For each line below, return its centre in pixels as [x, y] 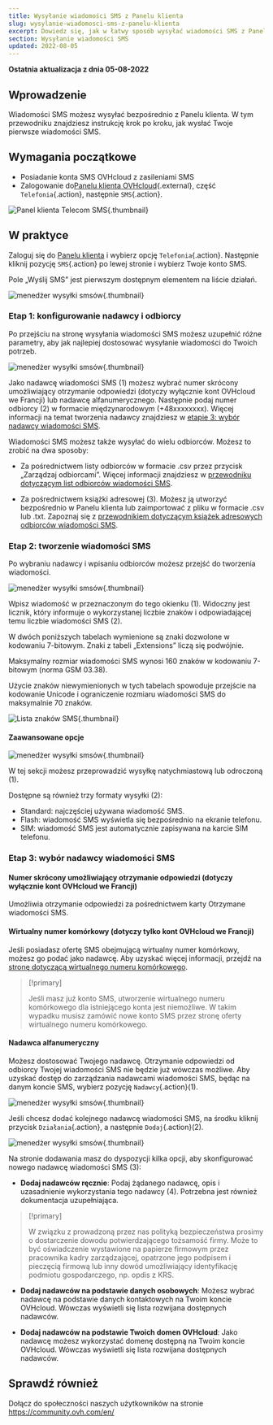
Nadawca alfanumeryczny [54, 1043]
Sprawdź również [54, 1384]
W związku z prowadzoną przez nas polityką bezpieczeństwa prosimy [146, 1232]
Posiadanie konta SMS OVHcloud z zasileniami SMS [107, 176]
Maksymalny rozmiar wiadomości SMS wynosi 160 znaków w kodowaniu [130, 661]
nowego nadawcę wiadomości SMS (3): [75, 1167]
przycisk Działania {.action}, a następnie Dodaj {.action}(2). [106, 1127]
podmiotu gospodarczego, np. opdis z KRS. [101, 1275]
